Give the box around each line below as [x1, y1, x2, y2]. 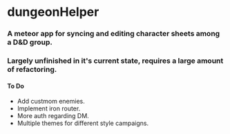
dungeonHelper [7, 4, 99, 20]
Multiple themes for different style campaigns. [17, 119, 149, 128]
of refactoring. [7, 65, 57, 75]
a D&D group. [7, 37, 53, 47]
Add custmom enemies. [17, 97, 85, 106]
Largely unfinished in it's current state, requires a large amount [7, 56, 224, 66]
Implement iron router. [17, 104, 81, 113]
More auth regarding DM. [17, 112, 90, 120]
